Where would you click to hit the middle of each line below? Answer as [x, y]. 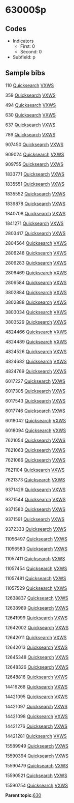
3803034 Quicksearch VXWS [36, 312]
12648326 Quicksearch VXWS [37, 667]
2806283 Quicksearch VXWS [36, 263]
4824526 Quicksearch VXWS [36, 351]
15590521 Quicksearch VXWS [36, 776]
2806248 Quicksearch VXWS [36, 253]
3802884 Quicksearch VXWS [36, 292]
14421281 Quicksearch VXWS [36, 736]
